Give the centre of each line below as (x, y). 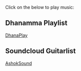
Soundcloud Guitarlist (40, 51)
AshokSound (18, 63)
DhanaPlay (16, 35)
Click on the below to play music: (40, 7)
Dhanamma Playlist (36, 23)
